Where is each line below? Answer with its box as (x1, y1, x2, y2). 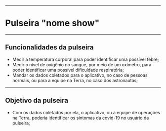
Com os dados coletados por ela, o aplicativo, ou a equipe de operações (12, 109, 161, 115)
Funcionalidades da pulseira (5, 43, 94, 52)
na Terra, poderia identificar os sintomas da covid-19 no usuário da (12, 115, 149, 121)
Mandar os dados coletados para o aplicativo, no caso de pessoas (12, 72, 148, 78)
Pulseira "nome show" (5, 18, 100, 29)
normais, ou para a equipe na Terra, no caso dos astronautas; (12, 77, 138, 83)
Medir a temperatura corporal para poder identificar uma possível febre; (12, 56, 159, 62)
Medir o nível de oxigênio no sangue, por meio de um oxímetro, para (12, 61, 152, 67)
